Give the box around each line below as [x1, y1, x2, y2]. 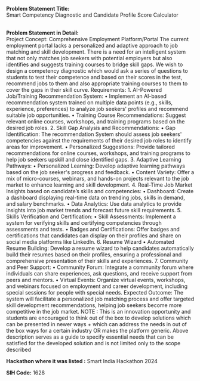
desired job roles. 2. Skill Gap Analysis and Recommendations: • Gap [6, 125, 176, 131]
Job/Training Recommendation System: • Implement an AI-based [6, 92, 167, 100]
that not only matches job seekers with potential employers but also [6, 55, 173, 61]
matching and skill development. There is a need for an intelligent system [6, 48, 186, 55]
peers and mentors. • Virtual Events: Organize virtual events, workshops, [6, 277, 186, 283]
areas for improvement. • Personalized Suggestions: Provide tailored [6, 143, 175, 150]
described [6, 346, 32, 353]
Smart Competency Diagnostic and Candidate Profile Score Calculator [6, 11, 179, 18]
